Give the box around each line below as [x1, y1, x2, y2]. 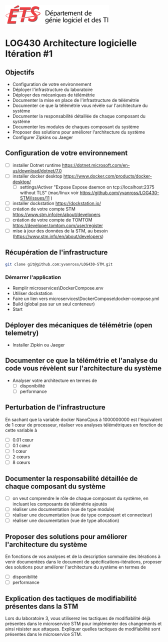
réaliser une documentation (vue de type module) [12, 506, 115, 512]
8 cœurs [12, 459, 30, 465]
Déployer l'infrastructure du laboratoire [12, 86, 93, 92]
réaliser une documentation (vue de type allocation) [12, 517, 119, 523]
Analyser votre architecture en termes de [12, 377, 97, 383]
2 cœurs [12, 453, 30, 459]
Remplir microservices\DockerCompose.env [12, 285, 103, 291]
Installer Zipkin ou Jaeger [12, 342, 65, 348]
